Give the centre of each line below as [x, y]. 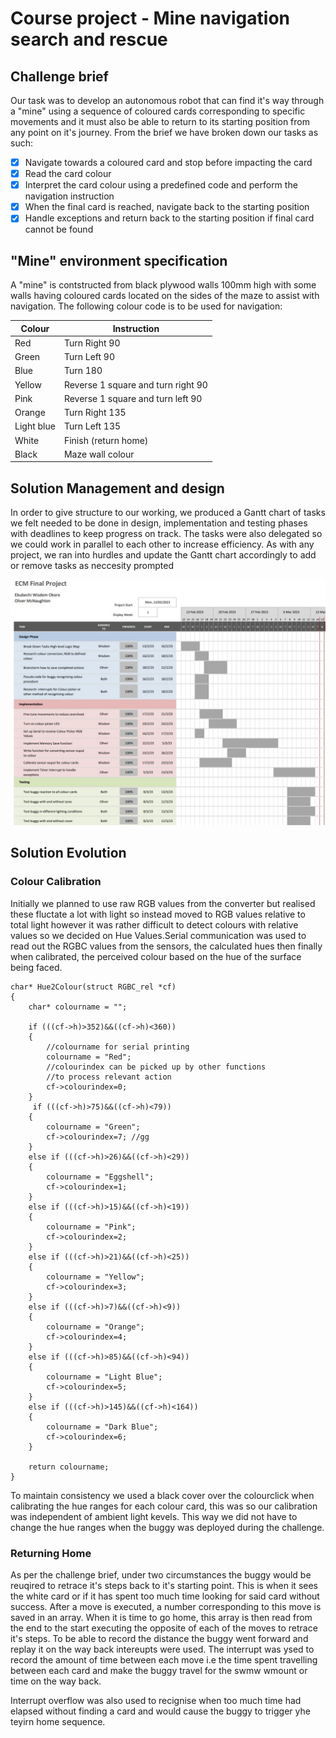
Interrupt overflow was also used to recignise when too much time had [156, 1700]
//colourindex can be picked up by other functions [156, 1067]
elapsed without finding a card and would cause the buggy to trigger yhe [160, 1711]
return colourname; [69, 1467]
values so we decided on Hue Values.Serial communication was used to [158, 935]
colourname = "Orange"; [95, 1327]
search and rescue [89, 39]
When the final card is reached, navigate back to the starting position [167, 207]
